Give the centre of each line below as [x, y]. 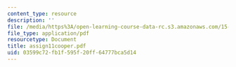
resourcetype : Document [42, 40]
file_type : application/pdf [48, 33]
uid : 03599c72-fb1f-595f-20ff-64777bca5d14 [72, 53]
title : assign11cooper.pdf [47, 46]
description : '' [31, 20]
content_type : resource [42, 14]
